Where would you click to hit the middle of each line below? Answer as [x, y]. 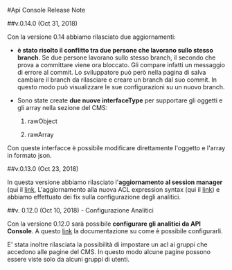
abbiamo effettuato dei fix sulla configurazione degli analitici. [94, 197]
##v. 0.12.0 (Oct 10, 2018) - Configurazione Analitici [80, 210]
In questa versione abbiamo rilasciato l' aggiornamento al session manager [115, 182]
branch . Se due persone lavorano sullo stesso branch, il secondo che [116, 57]
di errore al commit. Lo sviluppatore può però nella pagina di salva [111, 72]
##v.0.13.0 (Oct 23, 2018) [43, 169]
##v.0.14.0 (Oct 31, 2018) [43, 23]
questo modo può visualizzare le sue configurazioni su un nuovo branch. [121, 87]
